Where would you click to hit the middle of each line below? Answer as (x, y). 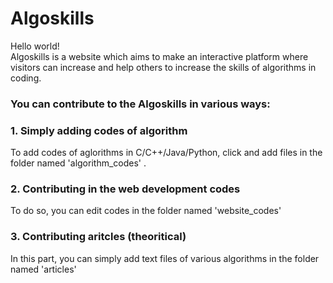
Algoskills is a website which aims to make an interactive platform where (159, 56)
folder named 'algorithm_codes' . (78, 163)
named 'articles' (43, 269)
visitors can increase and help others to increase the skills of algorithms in (163, 67)
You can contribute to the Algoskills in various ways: (140, 104)
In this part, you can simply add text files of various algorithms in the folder (165, 258)
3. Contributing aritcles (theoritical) (98, 237)
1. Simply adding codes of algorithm (99, 130)
